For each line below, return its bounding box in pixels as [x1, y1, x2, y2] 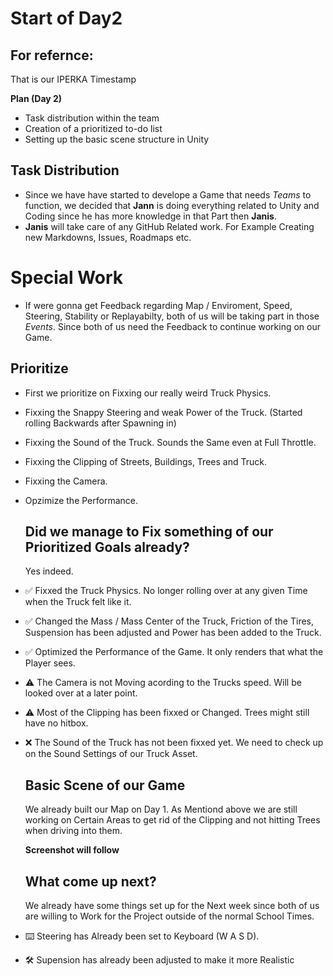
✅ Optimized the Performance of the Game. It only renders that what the [24, 646, 324, 658]
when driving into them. [24, 825, 123, 837]
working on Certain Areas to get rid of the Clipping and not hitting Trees [24, 814, 321, 826]
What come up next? [24, 873, 157, 890]
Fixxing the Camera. [24, 475, 108, 487]
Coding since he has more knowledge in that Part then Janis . [24, 210, 277, 222]
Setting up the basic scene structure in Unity [24, 133, 210, 145]
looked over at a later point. [24, 687, 138, 699]
